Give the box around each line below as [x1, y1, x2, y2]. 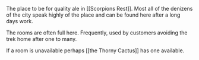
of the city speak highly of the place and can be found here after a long [6, 11, 181, 18]
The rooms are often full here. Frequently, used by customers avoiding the [6, 29, 188, 36]
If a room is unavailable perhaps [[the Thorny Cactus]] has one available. [6, 47, 185, 54]
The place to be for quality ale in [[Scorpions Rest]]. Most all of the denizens [6, 5, 193, 12]
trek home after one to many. [6, 36, 77, 42]
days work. [6, 18, 34, 24]
